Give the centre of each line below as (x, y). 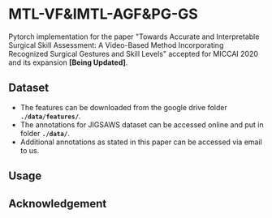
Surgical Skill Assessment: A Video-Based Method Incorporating (116, 45)
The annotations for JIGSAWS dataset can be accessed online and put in (142, 124)
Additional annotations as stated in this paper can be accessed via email (141, 142)
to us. (30, 150)
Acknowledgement (58, 203)
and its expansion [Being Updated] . (68, 62)
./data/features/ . (50, 116)
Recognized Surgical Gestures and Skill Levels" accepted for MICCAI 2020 (133, 53)
